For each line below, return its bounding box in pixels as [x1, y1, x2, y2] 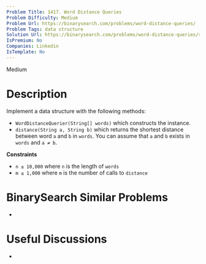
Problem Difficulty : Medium [6, 15, 78, 21]
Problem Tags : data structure [6, 26, 84, 32]
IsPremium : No [6, 37, 43, 43]
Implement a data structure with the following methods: [6, 107, 146, 115]
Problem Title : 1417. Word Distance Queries [6, 9, 122, 15]
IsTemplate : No [6, 49, 45, 55]
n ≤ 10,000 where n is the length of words [15, 162, 120, 170]
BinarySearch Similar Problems [6, 190, 169, 204]
